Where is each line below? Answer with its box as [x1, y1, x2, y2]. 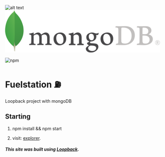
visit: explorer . [12, 135, 41, 141]
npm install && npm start [12, 125, 62, 131]
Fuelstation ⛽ [5, 79, 61, 90]
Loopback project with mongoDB [5, 98, 72, 104]
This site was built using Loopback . [5, 146, 80, 153]
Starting [5, 113, 31, 121]
